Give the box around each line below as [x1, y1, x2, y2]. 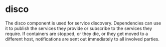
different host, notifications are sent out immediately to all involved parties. [5, 36, 159, 42]
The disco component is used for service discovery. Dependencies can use [5, 20, 161, 26]
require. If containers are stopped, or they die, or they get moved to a [5, 30, 148, 36]
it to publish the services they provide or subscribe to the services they [5, 25, 152, 31]
